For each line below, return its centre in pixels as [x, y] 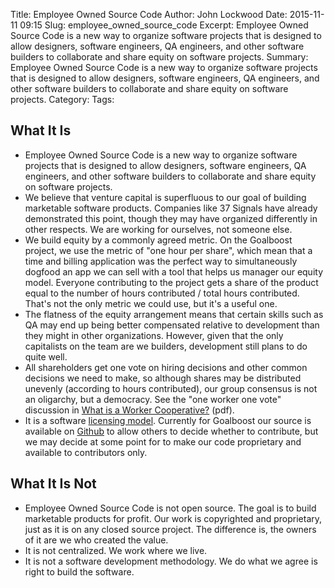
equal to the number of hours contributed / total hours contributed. [162, 293]
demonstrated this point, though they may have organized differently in [171, 218]
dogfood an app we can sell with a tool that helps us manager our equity [174, 271]
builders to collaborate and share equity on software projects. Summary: [159, 57]
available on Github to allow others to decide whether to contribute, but [171, 431]
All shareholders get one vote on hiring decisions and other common [166, 367]
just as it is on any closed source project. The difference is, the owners [170, 529]
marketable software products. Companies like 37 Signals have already [171, 208]
